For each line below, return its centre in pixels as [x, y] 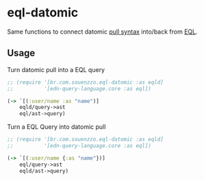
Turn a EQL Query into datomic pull [56, 127]
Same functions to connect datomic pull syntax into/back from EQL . [103, 32]
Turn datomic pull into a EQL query [56, 69]
